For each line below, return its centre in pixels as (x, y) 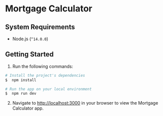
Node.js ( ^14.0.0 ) (30, 39)
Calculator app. (28, 108)
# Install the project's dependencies (45, 75)
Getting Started (29, 54)
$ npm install (21, 80)
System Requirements (40, 27)
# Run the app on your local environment (49, 89)
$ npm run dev (21, 94)
